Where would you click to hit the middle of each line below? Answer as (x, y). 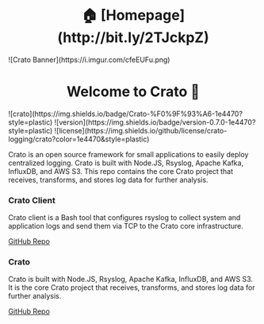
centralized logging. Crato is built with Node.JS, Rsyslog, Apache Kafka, (126, 163)
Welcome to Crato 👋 (133, 92)
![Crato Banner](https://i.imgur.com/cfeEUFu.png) (89, 60)
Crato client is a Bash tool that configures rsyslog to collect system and (124, 218)
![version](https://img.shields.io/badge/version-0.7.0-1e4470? (155, 122)
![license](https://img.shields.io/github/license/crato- (141, 130)
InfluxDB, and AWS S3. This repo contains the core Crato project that (121, 171)
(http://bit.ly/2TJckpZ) (133, 38)
